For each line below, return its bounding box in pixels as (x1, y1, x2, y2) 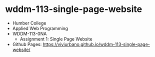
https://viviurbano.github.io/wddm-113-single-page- (42, 41, 150, 47)
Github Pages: (12, 41, 42, 47)
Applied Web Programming (12, 25, 68, 31)
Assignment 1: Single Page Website (19, 36, 92, 42)
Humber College (12, 20, 46, 26)
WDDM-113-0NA (12, 30, 47, 36)
